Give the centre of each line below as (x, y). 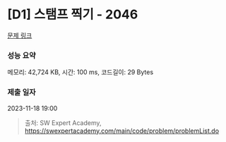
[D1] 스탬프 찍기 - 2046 (73, 14)
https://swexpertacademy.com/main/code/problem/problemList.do (122, 131)
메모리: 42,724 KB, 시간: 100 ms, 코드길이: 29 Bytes (81, 72)
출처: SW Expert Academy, (63, 123)
